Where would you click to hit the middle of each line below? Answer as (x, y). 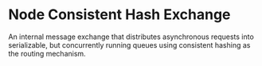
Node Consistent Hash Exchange (119, 15)
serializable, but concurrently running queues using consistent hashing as (129, 45)
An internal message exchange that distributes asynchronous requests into (131, 37)
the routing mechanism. (47, 53)
